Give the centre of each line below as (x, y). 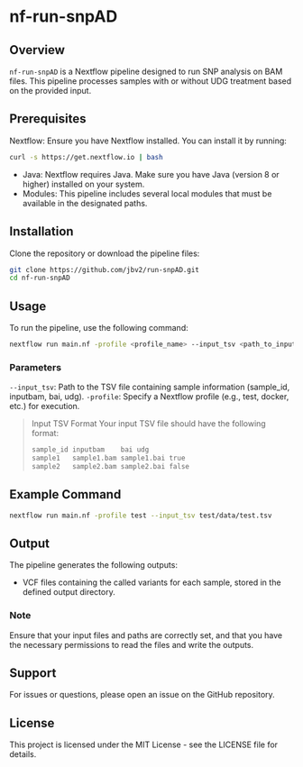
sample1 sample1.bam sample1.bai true (108, 458)
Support (33, 673)
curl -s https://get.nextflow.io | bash (87, 157)
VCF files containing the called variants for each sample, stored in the (151, 582)
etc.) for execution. (45, 406)
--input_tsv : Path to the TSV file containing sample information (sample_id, (150, 387)
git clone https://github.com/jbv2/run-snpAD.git (105, 269)
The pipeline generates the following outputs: (94, 565)
